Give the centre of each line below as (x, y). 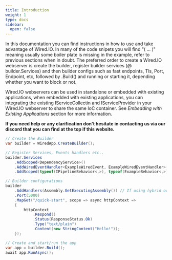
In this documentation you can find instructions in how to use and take (79, 44)
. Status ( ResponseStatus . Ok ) (63, 219)
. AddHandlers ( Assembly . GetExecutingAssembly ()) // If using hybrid (88, 191)
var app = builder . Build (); (35, 248)
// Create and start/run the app (41, 243)
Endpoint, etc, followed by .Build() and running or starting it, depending (80, 77)
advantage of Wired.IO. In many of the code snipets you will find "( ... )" (81, 49)
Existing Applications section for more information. (59, 114)
